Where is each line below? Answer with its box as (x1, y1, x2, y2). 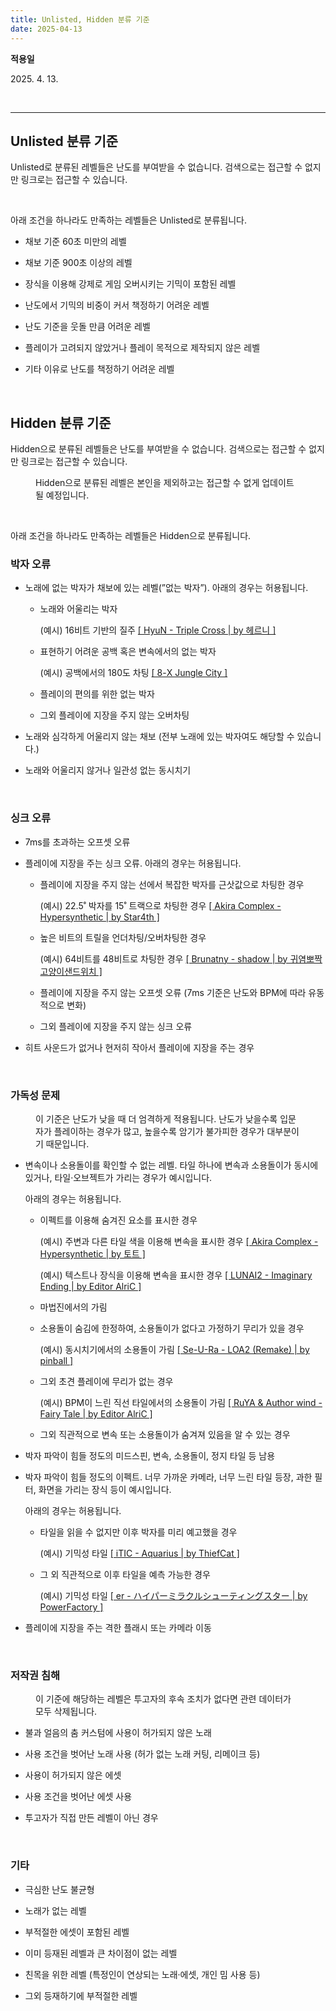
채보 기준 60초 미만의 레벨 (24, 236, 127, 248)
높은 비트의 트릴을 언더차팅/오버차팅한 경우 (39, 931, 207, 943)
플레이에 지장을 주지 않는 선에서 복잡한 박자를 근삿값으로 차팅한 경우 (39, 878, 305, 890)
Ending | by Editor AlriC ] (39, 1281, 142, 1293)
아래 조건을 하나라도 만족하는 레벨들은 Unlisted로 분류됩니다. (10, 214, 247, 226)
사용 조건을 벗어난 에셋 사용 (24, 1791, 133, 1803)
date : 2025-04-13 (10, 24, 83, 34)
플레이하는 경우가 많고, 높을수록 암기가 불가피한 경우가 (53, 1126, 265, 1138)
